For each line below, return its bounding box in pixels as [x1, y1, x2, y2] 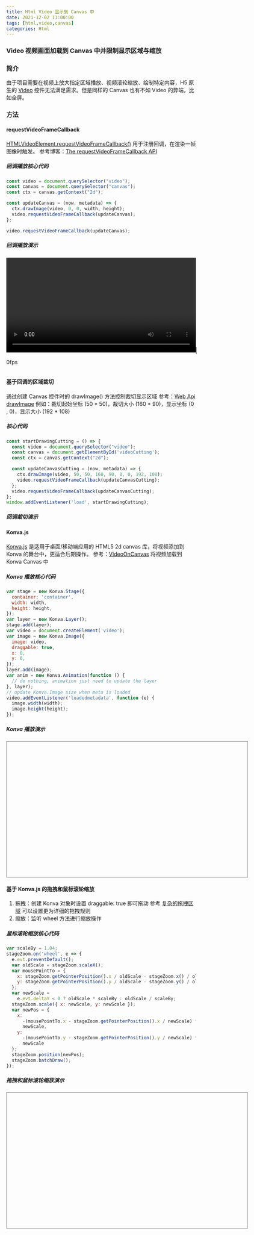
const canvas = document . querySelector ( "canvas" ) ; [6, 184, 136, 190]
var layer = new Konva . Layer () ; [6, 617, 87, 623]
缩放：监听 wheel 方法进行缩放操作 [14, 915, 102, 922]
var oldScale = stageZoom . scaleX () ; [11, 962, 104, 968]
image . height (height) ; [11, 706, 69, 712]
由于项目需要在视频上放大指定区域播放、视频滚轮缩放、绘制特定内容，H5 [6, 79, 188, 86]
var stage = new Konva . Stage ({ [6, 588, 85, 594]
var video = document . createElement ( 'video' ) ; [6, 627, 125, 633]
